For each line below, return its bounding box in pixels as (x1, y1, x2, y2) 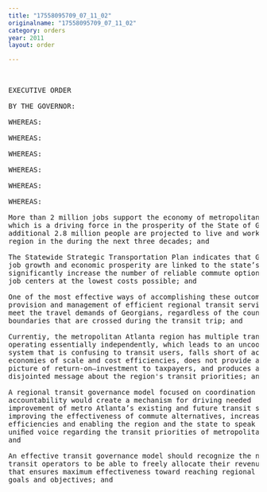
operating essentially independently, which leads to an (8, 340, 235, 350)
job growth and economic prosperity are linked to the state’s (8, 261, 260, 270)
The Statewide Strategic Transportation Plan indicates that (8, 253, 252, 262)
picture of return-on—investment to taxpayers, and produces (8, 364, 252, 374)
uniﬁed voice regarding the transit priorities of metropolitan (8, 428, 265, 437)
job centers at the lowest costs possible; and (8, 277, 197, 286)
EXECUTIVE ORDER (8, 86, 72, 95)
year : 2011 (8, 33, 44, 42)
